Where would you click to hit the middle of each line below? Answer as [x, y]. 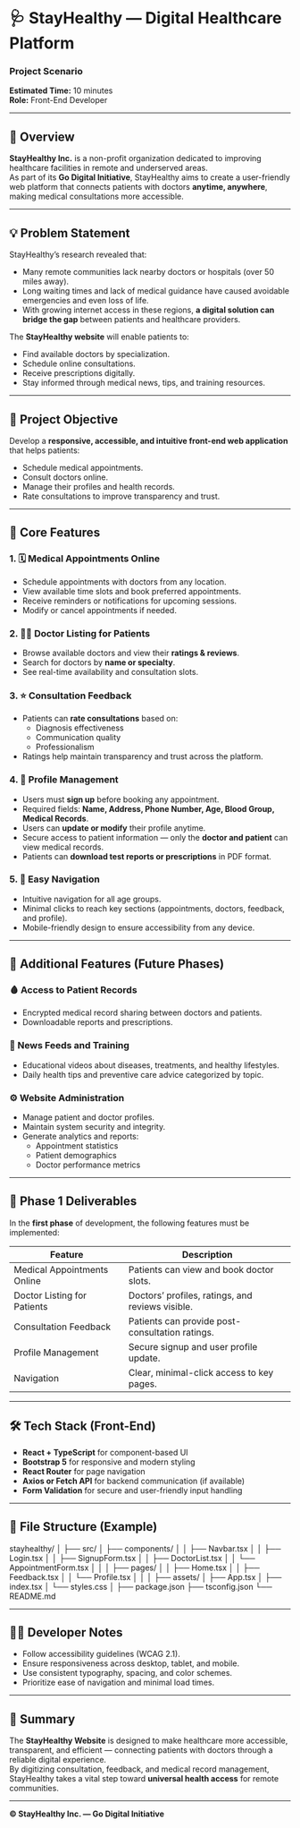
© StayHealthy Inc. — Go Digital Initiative [87, 1814]
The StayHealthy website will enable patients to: [99, 337]
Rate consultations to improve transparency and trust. [121, 496]
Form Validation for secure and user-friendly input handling [132, 1490]
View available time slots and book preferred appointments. [132, 591]
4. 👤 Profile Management [64, 780]
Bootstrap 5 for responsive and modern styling [108, 1462]
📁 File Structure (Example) [83, 1527]
